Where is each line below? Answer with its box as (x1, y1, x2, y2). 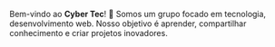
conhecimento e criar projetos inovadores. (9, 28, 168, 38)
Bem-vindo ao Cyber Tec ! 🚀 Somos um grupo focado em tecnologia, (9, 9, 266, 19)
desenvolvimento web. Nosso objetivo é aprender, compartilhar (9, 18, 247, 29)
